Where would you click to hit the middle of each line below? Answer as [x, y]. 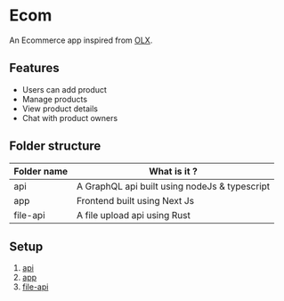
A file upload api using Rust [134, 215]
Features [34, 68]
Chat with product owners [70, 118]
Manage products [54, 99]
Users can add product [64, 89]
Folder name [41, 171]
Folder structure [55, 146]
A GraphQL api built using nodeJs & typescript [173, 186]
